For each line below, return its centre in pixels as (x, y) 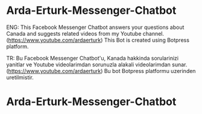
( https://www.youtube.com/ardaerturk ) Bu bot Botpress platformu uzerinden (101, 71)
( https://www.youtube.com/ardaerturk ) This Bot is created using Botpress (98, 40)
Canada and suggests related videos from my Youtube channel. (85, 33)
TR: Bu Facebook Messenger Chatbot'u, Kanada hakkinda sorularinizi (93, 58)
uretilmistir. (20, 77)
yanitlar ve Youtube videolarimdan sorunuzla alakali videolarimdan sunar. (97, 65)
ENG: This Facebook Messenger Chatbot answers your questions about (95, 27)
